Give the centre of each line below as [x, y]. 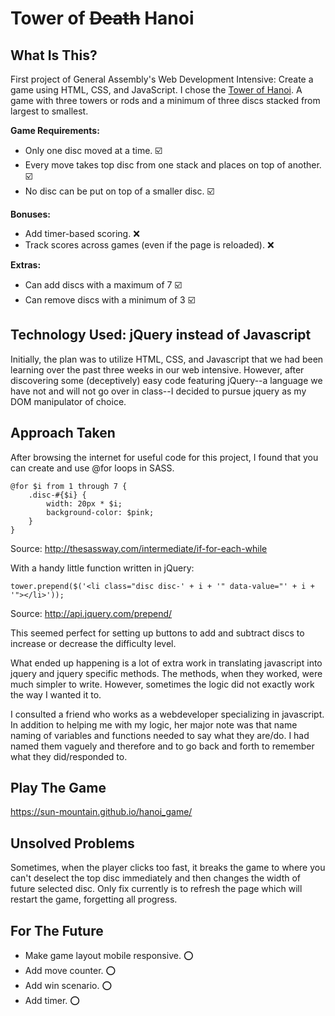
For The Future [57, 930]
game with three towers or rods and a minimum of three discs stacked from [165, 100]
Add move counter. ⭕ [70, 971]
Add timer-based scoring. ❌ [82, 233]
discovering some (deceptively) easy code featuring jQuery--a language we [166, 380]
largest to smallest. [49, 111]
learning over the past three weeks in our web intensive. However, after [157, 369]
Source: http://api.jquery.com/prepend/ [91, 613]
